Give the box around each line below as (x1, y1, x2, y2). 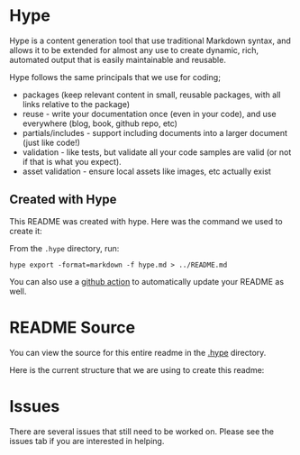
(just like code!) (22, 137, 81, 148)
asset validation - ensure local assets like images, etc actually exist (22, 166, 272, 177)
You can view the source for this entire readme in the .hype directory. (9, 347, 267, 358)
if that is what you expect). (22, 156, 122, 167)
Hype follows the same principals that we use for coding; (9, 71, 221, 82)
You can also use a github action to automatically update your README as (9, 276, 285, 287)
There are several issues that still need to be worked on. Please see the (9, 425, 275, 437)
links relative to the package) (22, 98, 131, 109)
